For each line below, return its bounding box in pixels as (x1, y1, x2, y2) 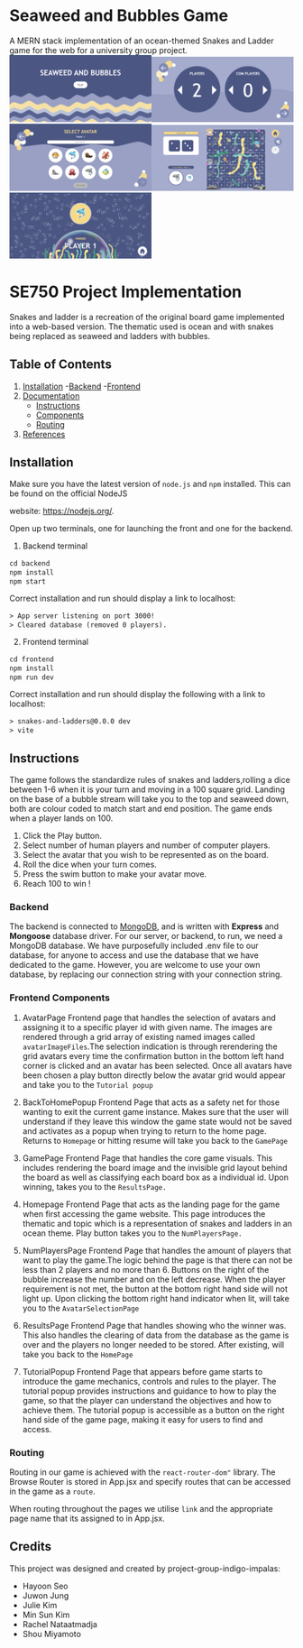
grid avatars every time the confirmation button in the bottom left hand (22, 1050, 285, 1061)
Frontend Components (9, 991, 111, 1004)
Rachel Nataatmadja (22, 1618, 97, 1629)
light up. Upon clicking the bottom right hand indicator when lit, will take (22, 1293, 290, 1303)
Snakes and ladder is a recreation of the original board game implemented (9, 311, 285, 322)
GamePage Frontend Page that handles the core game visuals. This (22, 1152, 273, 1164)
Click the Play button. (22, 831, 102, 842)
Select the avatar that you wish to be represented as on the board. (22, 850, 269, 861)
